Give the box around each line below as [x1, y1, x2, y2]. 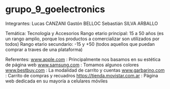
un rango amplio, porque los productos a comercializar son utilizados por [5, 36, 160, 42]
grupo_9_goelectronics [5, 4, 105, 15]
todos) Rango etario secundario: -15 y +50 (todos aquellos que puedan [5, 41, 155, 47]
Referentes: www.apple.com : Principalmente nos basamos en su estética [5, 56, 161, 62]
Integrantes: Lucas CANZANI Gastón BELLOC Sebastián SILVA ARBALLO [5, 20, 158, 26]
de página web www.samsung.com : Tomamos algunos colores [5, 62, 139, 68]
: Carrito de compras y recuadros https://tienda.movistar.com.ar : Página [5, 72, 158, 78]
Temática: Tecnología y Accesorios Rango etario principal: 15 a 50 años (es [5, 30, 164, 36]
